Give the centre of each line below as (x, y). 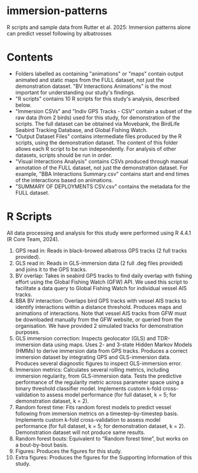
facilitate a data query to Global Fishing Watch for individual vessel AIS (101, 288)
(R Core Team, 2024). (33, 239)
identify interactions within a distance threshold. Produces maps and (98, 307)
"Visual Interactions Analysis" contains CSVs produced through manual (102, 161)
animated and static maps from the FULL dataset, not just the (90, 80)
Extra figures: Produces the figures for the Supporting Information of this (103, 457)
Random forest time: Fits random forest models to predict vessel (93, 407)
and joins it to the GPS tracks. (51, 269)
